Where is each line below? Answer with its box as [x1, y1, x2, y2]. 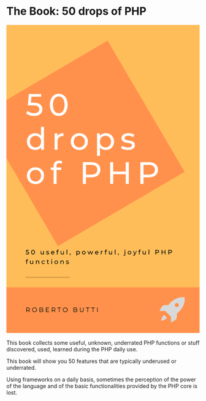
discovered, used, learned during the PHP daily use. [6, 346, 138, 353]
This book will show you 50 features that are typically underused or [6, 358, 177, 365]
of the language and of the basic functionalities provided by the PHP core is [6, 383, 198, 390]
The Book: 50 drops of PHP [6, 4, 147, 18]
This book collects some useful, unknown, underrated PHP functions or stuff [6, 339, 200, 347]
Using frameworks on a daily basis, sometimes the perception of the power [6, 376, 196, 383]
